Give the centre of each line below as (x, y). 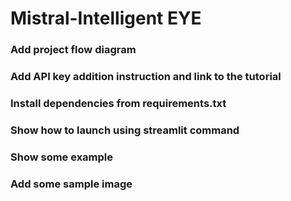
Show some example (62, 157)
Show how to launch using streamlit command (125, 130)
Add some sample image (71, 184)
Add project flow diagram (73, 50)
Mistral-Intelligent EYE (106, 18)
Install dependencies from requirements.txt (118, 103)
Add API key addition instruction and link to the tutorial (146, 77)
